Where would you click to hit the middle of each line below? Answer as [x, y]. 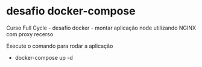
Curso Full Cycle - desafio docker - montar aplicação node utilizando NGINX [101, 28]
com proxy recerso [30, 34]
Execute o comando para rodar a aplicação [60, 46]
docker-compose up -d [44, 57]
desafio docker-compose [71, 11]
